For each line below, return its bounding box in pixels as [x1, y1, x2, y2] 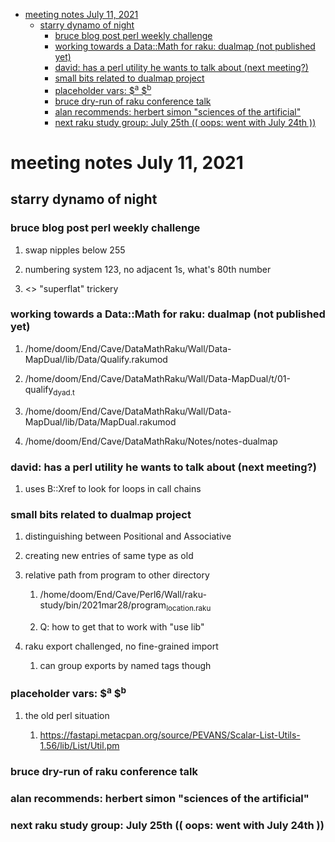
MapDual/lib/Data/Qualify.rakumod [24, 353, 168, 365]
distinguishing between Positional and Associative [24, 530, 232, 543]
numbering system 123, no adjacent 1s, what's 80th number [24, 263, 272, 275]
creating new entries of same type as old [24, 550, 194, 562]
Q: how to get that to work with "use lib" [39, 621, 205, 633]
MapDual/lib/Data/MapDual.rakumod [24, 415, 177, 428]
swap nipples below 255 [24, 244, 126, 256]
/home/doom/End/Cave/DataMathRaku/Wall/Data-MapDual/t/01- [24, 372, 291, 384]
